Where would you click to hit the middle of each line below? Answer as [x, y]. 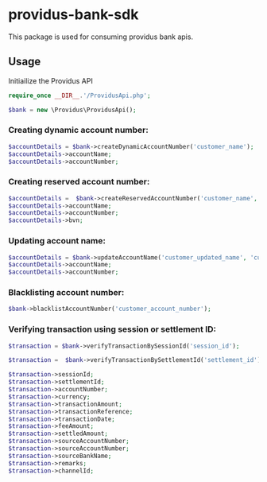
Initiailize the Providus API [50, 80]
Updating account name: [57, 241]
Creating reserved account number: [79, 182]
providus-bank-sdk [74, 15]
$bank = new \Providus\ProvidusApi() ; [72, 110]
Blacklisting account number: [66, 293]
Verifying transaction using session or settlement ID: [112, 329]
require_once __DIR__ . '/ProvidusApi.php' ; [79, 95]
